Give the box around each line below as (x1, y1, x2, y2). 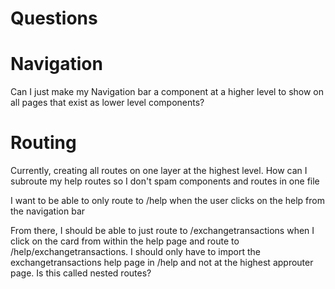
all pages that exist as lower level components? (10, 97, 205, 109)
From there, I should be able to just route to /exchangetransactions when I (10, 225, 315, 237)
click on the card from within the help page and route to (10, 235, 240, 247)
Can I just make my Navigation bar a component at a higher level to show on (10, 86, 325, 98)
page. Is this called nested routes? (10, 267, 152, 279)
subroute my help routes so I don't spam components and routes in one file (10, 175, 320, 187)
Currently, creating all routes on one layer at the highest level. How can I (10, 165, 308, 177)
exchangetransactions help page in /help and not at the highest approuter (10, 257, 314, 269)
